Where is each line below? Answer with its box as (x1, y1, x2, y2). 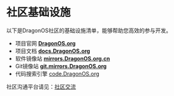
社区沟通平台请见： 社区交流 (6, 83, 76, 90)
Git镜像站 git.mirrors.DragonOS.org (15, 62, 107, 70)
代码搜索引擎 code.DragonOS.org (15, 70, 100, 77)
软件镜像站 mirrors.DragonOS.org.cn (15, 55, 111, 62)
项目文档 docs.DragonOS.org (15, 47, 90, 55)
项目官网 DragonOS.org (15, 39, 76, 47)
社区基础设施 (6, 5, 71, 19)
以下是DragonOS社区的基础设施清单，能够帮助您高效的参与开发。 (6, 27, 172, 34)
